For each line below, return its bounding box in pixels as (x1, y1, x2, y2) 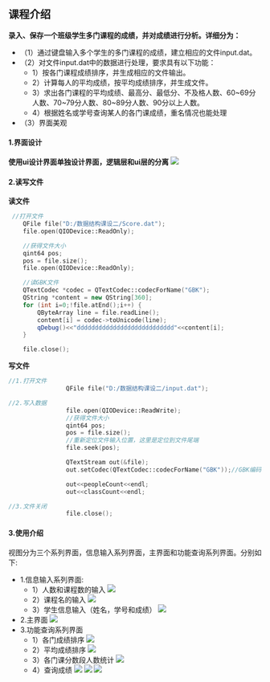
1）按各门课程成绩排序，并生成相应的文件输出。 (31, 67, 190, 77)
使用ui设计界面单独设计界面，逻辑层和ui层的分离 (8, 157, 170, 167)
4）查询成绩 (31, 665, 72, 675)
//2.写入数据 (8, 398, 47, 407)
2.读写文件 (8, 177, 44, 186)
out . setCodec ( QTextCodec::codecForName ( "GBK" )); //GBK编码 (65, 465, 262, 474)
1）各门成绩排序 (31, 635, 85, 644)
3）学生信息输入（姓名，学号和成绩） (31, 605, 157, 615)
